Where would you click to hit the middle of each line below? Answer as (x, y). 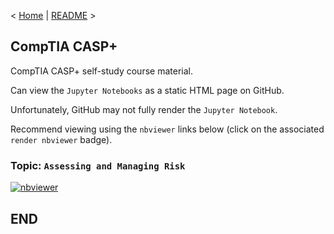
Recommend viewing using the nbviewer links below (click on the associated (167, 129)
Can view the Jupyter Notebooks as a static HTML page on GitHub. (147, 90)
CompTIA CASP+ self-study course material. (101, 71)
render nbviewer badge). (61, 139)
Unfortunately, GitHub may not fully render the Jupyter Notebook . (144, 109)
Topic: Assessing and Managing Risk (98, 165)
